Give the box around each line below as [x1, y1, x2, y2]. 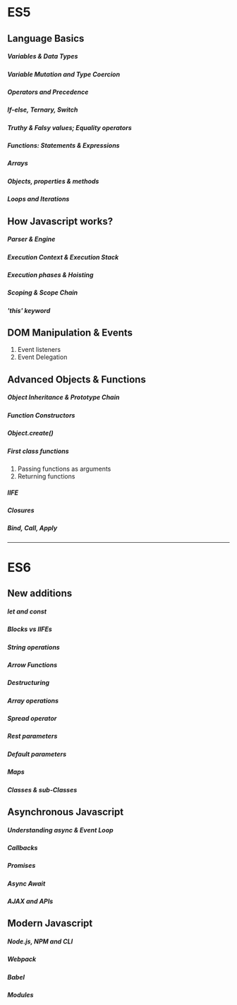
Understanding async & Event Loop [7, 825, 114, 834]
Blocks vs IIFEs [7, 625, 53, 633]
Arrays [7, 159, 28, 167]
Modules [7, 991, 34, 999]
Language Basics [7, 33, 85, 45]
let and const [7, 607, 47, 616]
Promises [7, 862, 36, 870]
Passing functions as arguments [17, 464, 111, 473]
